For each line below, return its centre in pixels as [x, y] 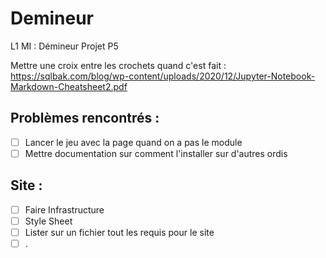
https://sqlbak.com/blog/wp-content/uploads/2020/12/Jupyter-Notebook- [163, 76]
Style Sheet [48, 221]
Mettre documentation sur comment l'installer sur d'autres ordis [156, 153]
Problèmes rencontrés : [85, 118]
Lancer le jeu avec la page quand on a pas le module [133, 142]
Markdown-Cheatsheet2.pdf [69, 86]
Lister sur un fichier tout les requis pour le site [119, 232]
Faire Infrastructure [64, 209]
